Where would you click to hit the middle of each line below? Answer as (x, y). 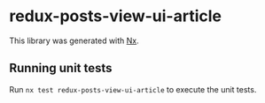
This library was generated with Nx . (74, 40)
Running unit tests (61, 68)
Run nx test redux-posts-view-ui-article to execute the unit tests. (133, 89)
